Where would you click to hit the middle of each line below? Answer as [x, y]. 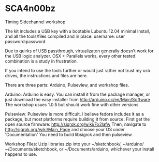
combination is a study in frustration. [42, 61]
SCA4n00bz [30, 8]
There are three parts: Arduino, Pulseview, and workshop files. [67, 85]
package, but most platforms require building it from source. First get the [78, 119]
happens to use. [21, 154]
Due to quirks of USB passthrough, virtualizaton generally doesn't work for [79, 51]
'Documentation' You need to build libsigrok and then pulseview [68, 134]
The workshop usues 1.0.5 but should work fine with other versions [72, 104]
